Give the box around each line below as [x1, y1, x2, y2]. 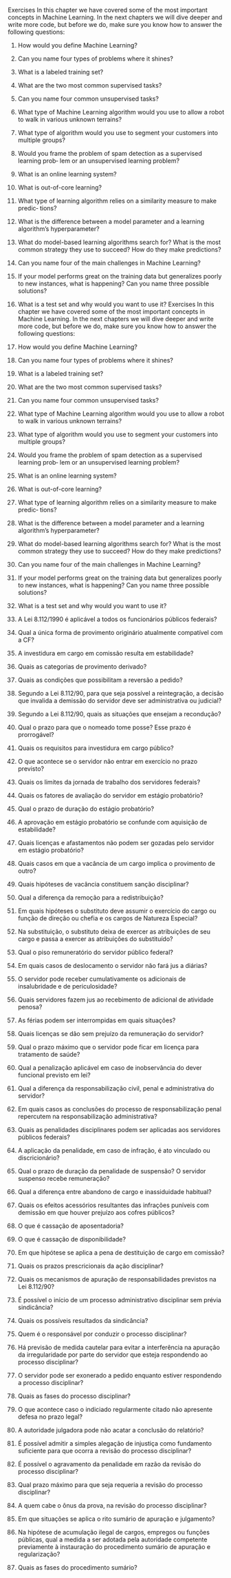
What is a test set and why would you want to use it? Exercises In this [17, 300, 214, 308]
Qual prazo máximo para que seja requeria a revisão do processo [17, 1481, 203, 1488]
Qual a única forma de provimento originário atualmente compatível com [17, 629, 223, 636]
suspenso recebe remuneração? [17, 1175, 110, 1182]
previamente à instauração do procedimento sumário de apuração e [17, 1543, 211, 1550]
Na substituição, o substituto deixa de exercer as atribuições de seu [17, 927, 210, 935]
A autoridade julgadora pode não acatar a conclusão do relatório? [17, 1426, 204, 1434]
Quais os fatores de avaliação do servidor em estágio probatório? [17, 791, 203, 799]
